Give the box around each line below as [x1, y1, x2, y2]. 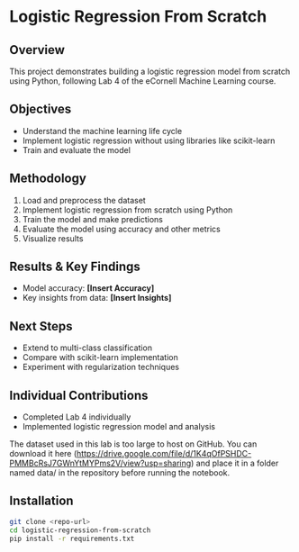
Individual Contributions [9, 387, 149, 403]
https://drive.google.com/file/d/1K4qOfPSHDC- [76, 448, 252, 459]
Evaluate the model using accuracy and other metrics [22, 223, 221, 234]
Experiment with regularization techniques [22, 362, 180, 373]
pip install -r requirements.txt [9, 534, 135, 543]
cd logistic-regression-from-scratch [9, 525, 151, 535]
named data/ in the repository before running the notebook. [9, 467, 231, 478]
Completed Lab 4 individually [22, 412, 131, 422]
